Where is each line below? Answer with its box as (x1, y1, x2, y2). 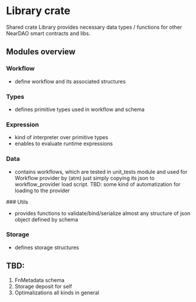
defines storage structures (14, 244, 79, 251)
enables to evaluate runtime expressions (14, 140, 113, 147)
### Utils (6, 198, 28, 205)
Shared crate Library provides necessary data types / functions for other (6, 24, 182, 31)
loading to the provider (14, 187, 71, 194)
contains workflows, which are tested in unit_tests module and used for (14, 168, 188, 175)
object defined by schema (14, 216, 78, 223)
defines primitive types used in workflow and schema (14, 106, 145, 113)
